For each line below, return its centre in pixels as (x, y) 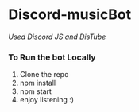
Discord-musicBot (70, 15)
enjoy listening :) (46, 100)
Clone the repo (44, 75)
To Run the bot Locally (52, 57)
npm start (35, 91)
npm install (38, 83)
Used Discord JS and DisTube (57, 37)
